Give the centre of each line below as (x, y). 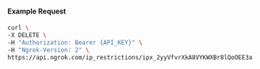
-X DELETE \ (27, 36)
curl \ (18, 28)
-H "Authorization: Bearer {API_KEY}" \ (75, 42)
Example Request (37, 11)
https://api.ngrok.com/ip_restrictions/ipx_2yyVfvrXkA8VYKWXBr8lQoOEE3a (130, 57)
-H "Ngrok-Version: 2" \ (48, 50)
